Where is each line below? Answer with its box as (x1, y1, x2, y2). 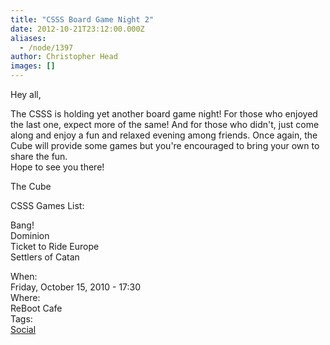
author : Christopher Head (10, 52, 118, 62)
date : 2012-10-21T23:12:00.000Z (10, 24, 145, 34)
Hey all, (10, 89, 42, 100)
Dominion (10, 230, 50, 241)
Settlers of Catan (10, 251, 80, 263)
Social (10, 324, 37, 335)
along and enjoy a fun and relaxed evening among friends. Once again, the (10, 129, 318, 141)
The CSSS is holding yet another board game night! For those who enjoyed (10, 108, 318, 120)
